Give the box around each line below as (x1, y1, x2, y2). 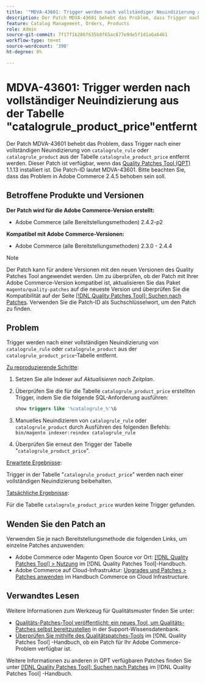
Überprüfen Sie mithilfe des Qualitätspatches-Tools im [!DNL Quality (15, 632, 187, 639)
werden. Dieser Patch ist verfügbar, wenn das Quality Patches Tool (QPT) (6, 159, 191, 167)
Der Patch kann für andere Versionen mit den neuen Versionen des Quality (6, 266, 194, 273)
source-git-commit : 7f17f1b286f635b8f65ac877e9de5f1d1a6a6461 (6, 32, 168, 38)
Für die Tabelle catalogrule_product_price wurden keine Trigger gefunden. (6, 501, 196, 508)
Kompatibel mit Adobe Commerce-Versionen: (6, 230, 125, 238)
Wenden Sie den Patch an (6, 519, 106, 529)
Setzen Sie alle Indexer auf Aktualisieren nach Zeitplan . (15, 375, 154, 383)
